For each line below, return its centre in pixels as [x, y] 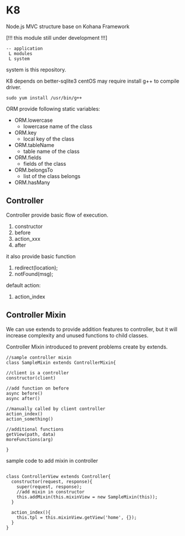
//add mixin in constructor [50, 492]
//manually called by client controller [56, 409]
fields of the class [45, 163]
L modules [20, 53]
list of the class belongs [52, 176]
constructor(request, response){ [52, 482]
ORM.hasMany [32, 182]
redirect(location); [36, 268]
